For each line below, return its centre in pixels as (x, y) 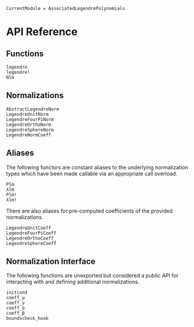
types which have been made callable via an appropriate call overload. (92, 174)
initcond (17, 293)
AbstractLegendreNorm (33, 109)
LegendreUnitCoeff (29, 228)
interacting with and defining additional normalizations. (73, 282)
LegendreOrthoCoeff (30, 238)
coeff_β (16, 313)
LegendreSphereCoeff (32, 243)
